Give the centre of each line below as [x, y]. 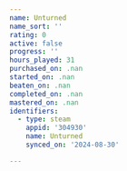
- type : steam [44, 119]
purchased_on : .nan [46, 69]
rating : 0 [28, 35]
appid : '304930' [57, 128]
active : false [36, 43]
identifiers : [34, 111]
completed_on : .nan [46, 94]
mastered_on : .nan [44, 102]
